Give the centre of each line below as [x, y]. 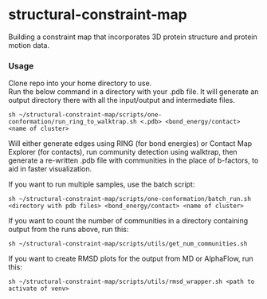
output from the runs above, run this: [69, 230]
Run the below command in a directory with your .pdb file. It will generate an [133, 92]
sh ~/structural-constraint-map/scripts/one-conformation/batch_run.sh [130, 199]
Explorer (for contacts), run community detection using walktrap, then [123, 152]
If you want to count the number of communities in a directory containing [128, 221]
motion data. [29, 45]
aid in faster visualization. [50, 169]
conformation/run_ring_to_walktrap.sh [73, 122]
